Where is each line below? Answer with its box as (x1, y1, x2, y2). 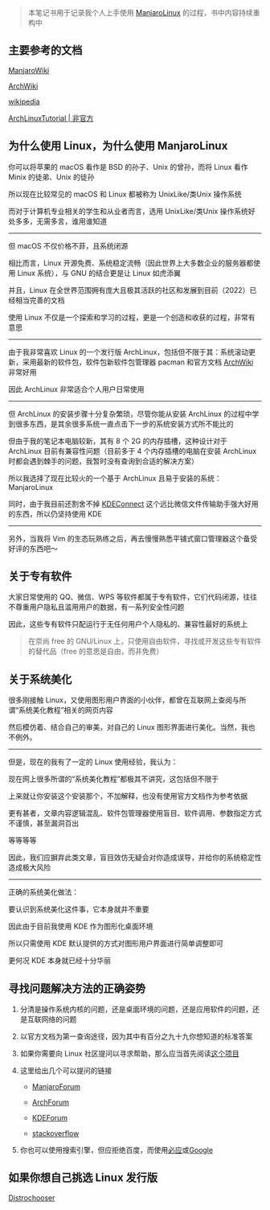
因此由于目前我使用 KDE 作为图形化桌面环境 (8, 921, 153, 932)
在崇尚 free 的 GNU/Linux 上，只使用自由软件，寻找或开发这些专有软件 (27, 636, 262, 646)
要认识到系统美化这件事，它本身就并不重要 (8, 904, 149, 914)
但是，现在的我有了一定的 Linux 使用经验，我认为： (8, 757, 178, 767)
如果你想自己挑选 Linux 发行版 (8, 1171, 158, 1185)
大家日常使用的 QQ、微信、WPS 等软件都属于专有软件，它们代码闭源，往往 (8, 592, 258, 602)
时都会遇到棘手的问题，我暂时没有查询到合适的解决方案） (8, 456, 198, 466)
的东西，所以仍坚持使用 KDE (8, 508, 102, 518)
